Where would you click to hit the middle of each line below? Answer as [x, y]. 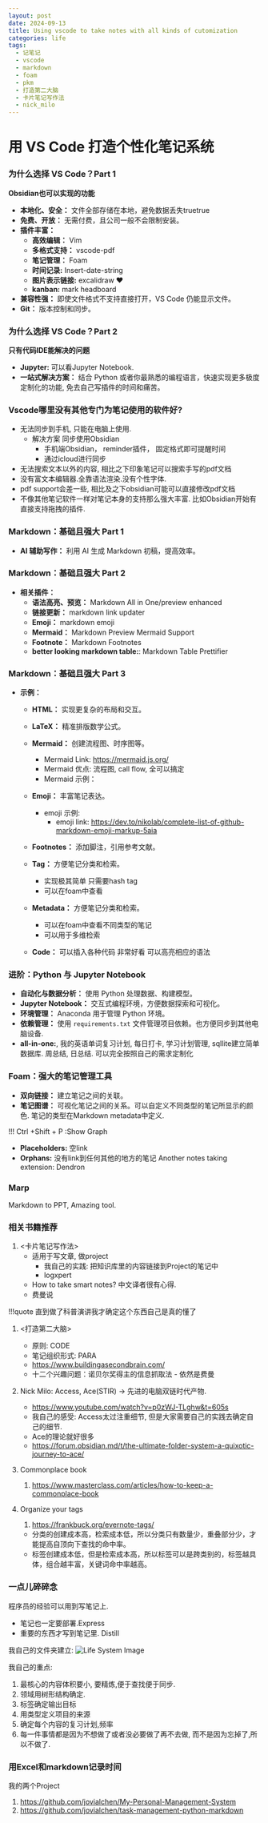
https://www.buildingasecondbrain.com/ [98, 1364]
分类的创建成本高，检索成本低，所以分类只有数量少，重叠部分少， [140, 1534]
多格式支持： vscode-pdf [73, 250]
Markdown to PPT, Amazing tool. [62, 1204]
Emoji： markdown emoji [73, 622]
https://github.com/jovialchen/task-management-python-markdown [132, 1810]
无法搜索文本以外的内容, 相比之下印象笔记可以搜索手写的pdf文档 [126, 469]
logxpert [58, 1275]
